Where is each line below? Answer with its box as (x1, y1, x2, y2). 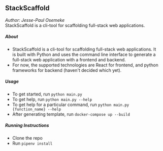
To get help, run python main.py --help (12, 96, 92, 102)
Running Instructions (5, 122, 49, 128)
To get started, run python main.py (12, 91, 82, 97)
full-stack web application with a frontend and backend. (12, 56, 126, 62)
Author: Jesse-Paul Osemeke (5, 17, 65, 23)
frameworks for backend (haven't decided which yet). (12, 67, 122, 73)
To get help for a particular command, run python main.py (12, 101, 130, 107)
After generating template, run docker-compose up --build (12, 111, 130, 117)
